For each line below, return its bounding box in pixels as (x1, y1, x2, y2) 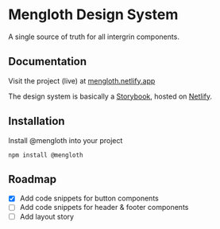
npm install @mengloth (8, 151, 83, 159)
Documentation (8, 55, 87, 68)
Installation (8, 114, 65, 128)
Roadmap (8, 173, 57, 186)
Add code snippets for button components (19, 193, 159, 204)
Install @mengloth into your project (8, 135, 123, 145)
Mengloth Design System (8, 6, 179, 24)
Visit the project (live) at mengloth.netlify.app (8, 76, 156, 85)
